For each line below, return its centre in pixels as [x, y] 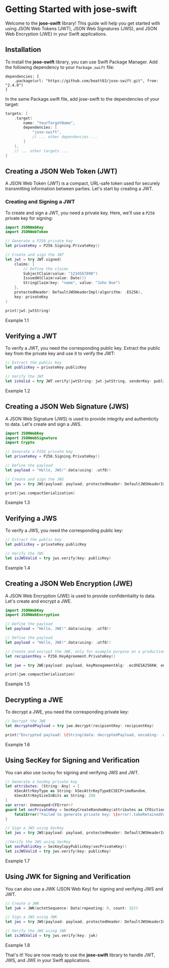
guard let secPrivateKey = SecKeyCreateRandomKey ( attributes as [74, 810]
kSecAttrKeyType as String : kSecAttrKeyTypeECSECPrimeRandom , [81, 791]
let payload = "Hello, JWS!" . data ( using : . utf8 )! [58, 470]
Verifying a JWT [31, 336]
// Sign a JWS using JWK [31, 917]
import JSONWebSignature [31, 438]
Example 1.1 [17, 320]
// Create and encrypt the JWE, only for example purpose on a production [85, 652]
